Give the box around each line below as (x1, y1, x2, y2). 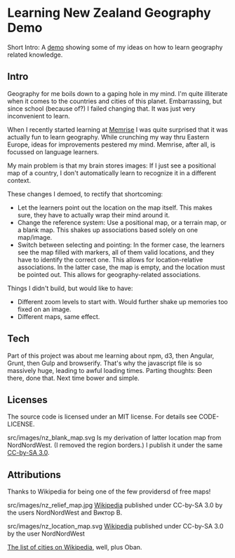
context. (7, 176, 32, 184)
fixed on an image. (17, 305, 72, 313)
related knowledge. (7, 50, 63, 59)
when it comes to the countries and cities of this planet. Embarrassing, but (7, 97, 222, 105)
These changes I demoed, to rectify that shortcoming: (7, 189, 163, 198)
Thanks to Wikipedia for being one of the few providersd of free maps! (7, 487, 211, 496)
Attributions (7, 468, 62, 481)
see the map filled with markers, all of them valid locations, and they (17, 247, 215, 257)
